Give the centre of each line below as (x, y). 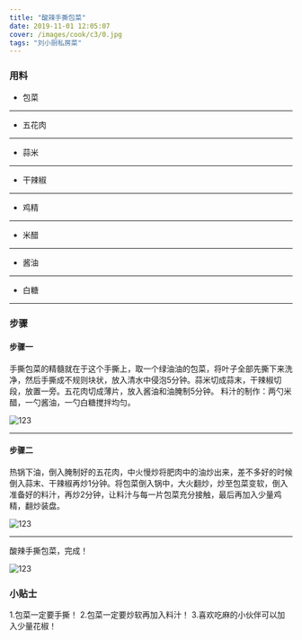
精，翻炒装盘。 (37, 505)
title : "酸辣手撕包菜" (48, 18)
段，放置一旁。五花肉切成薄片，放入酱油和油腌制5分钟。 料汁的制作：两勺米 (151, 391)
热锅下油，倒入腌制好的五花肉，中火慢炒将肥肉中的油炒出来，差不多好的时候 (151, 472)
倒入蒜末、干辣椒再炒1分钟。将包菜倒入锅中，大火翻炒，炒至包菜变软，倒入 (149, 483)
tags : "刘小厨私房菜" (46, 43)
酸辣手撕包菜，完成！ (49, 550)
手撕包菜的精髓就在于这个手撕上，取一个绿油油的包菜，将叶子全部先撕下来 (147, 369)
